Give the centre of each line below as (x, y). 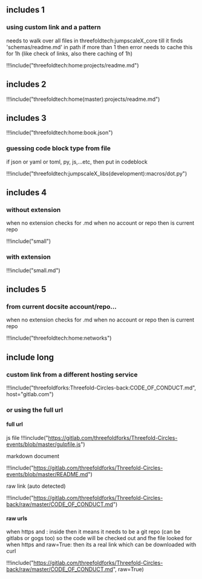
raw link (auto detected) (36, 486)
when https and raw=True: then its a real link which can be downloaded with (101, 545)
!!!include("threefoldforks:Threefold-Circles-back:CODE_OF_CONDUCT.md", (101, 388)
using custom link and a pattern (54, 27)
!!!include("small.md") (33, 270)
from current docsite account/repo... (61, 306)
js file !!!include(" (27, 438)
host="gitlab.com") (30, 394)
